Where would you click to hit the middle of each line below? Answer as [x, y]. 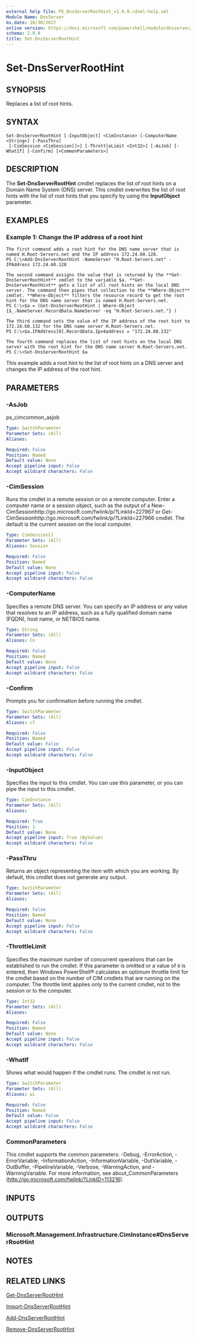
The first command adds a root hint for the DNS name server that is [93, 249]
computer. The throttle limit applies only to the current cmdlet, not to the [93, 984]
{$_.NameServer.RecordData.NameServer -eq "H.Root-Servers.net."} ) [91, 311]
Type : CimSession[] [30, 535]
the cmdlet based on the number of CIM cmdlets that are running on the [93, 978]
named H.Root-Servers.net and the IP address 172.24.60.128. [82, 254]
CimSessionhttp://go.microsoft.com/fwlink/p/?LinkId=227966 [80, 518]
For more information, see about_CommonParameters [114, 1173]
